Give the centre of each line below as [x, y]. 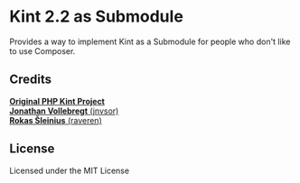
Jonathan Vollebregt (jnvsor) [64, 111]
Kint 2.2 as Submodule [96, 17]
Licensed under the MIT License [69, 170]
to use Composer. [42, 50]
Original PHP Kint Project [57, 101]
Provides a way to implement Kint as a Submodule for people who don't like [150, 41]
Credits [31, 80]
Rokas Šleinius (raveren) [56, 120]
